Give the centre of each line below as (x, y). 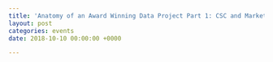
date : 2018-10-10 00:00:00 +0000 (65, 38)
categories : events (41, 31)
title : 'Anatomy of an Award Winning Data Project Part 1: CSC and (125, 16)
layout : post (30, 23)
